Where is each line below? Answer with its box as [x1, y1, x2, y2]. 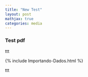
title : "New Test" [5, 7, 42, 12]
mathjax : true [5, 16, 34, 21]
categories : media [5, 21, 42, 26]
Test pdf [5, 37, 25, 44]
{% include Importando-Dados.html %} [5, 57, 84, 64]
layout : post [5, 12, 32, 17]
